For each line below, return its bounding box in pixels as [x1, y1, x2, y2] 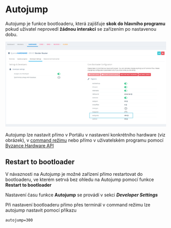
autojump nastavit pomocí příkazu [5, 207, 77, 213]
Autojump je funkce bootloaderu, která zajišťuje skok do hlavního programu [5, 20, 166, 27]
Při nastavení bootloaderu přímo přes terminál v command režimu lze [5, 202, 151, 208]
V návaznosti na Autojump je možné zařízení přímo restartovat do [5, 171, 143, 177]
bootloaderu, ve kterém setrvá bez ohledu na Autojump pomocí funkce [5, 176, 154, 183]
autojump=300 [5, 218, 33, 223]
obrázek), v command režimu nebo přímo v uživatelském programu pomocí [5, 137, 164, 144]
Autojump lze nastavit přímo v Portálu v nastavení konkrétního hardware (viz [5, 132, 166, 138]
